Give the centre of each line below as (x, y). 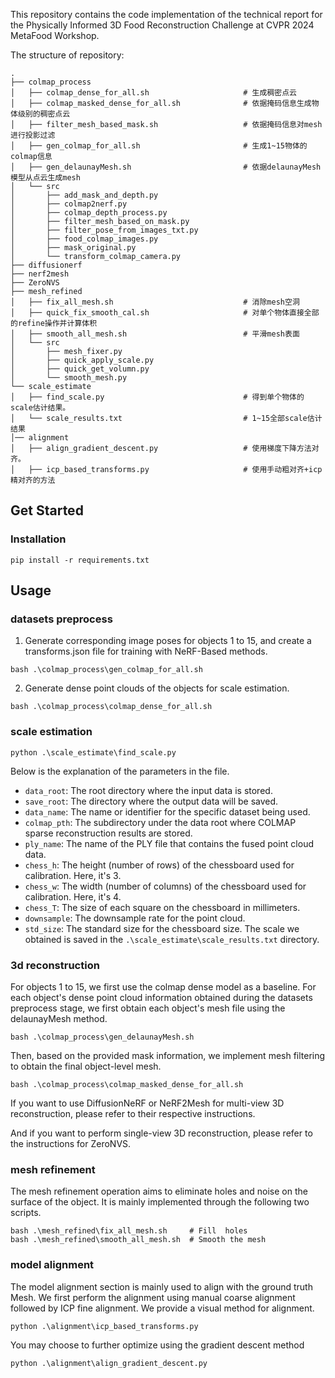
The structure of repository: (67, 55)
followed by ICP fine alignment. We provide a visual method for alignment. (162, 1308)
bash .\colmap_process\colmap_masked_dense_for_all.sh (127, 1084)
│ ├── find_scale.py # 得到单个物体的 (157, 397)
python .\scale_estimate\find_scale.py (93, 752)
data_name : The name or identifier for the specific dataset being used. (167, 811)
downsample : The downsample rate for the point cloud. (135, 918)
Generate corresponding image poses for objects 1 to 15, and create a (168, 641)
